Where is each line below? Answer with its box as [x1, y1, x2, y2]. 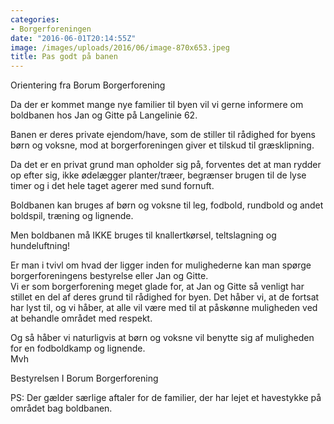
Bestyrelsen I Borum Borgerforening [10, 372, 159, 385]
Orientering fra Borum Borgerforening [10, 79, 166, 91]
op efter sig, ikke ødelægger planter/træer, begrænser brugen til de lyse [10, 169, 307, 181]
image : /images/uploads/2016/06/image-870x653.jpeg [10, 42, 230, 53]
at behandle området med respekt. [10, 312, 153, 325]
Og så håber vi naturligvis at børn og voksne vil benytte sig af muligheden [10, 332, 315, 344]
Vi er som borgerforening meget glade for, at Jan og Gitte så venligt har [10, 281, 305, 293]
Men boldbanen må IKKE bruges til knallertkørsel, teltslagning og [10, 229, 277, 241]
